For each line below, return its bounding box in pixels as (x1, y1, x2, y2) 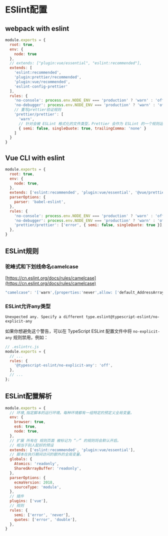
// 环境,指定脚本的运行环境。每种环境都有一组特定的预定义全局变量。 (9, 410, 134, 415)
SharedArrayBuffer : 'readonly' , (14, 466, 81, 471)
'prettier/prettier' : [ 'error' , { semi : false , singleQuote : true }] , (14, 222, 164, 227)
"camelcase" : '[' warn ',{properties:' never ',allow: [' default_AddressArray (5, 290, 164, 295)
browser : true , (14, 419, 46, 424)
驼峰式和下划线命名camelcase (5, 263, 78, 270)
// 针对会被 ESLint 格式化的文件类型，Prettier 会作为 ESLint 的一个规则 (18, 121, 160, 126)
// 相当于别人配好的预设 (9, 442, 54, 447)
